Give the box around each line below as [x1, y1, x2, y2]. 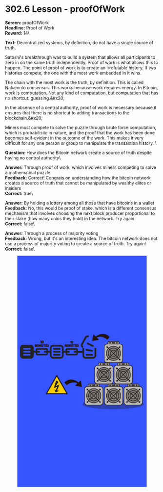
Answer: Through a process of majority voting [5, 230, 99, 236]
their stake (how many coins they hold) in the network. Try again [5, 215, 135, 221]
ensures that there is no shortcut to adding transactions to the [5, 109, 130, 116]
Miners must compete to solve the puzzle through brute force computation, [5, 124, 156, 130]
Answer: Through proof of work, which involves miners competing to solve [5, 164, 156, 170]
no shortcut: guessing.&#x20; [5, 95, 65, 101]
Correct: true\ [5, 190, 33, 196]
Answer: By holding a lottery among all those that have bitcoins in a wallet [5, 200, 155, 206]
